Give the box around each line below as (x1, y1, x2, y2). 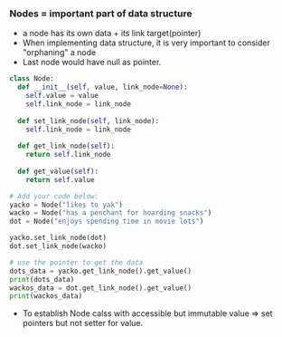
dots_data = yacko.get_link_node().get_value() (9, 266, 193, 275)
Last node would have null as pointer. (22, 57, 162, 68)
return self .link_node (25, 150, 111, 159)
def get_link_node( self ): (17, 141, 116, 151)
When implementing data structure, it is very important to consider (22, 37, 271, 48)
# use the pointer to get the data (9, 257, 144, 267)
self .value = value (25, 91, 99, 101)
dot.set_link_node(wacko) (9, 242, 107, 251)
